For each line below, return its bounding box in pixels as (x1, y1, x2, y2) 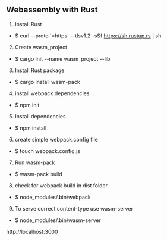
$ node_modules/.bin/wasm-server (14, 217, 101, 224)
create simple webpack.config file (14, 136, 98, 143)
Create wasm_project (14, 43, 67, 51)
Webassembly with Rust (6, 5, 98, 15)
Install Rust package (14, 67, 65, 74)
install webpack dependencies (14, 89, 90, 97)
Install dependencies (14, 112, 67, 120)
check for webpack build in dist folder (14, 181, 108, 189)
